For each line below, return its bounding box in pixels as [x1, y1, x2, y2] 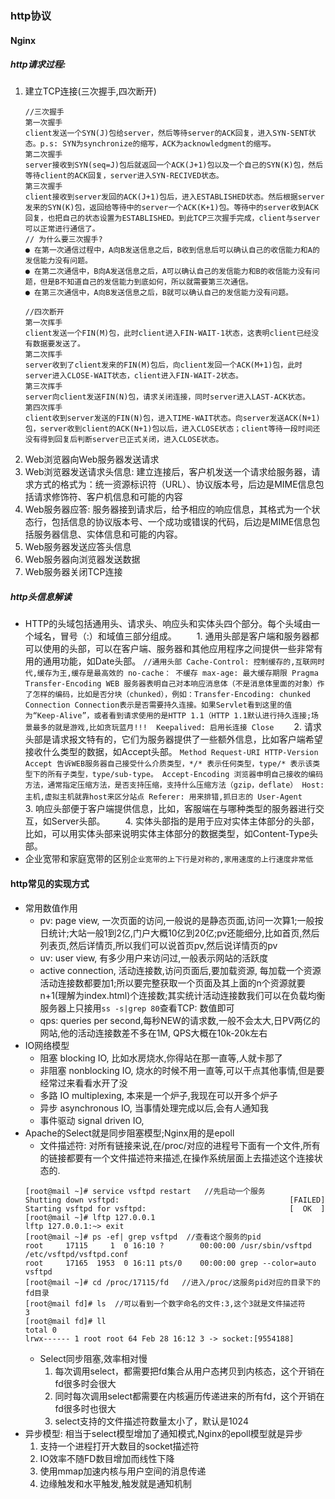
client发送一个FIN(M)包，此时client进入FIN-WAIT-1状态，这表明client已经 [24, 328, 312, 339]
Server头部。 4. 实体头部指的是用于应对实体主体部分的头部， [51, 815, 320, 827]
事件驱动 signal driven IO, [39, 1114, 145, 1126]
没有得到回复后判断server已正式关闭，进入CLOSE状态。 [24, 435, 224, 445]
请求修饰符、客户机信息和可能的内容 [33, 491, 183, 503]
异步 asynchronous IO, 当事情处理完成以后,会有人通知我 [39, 1102, 269, 1114]
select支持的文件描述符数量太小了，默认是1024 [54, 1415, 249, 1427]
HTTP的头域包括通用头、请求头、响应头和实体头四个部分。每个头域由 [24, 618, 312, 630]
